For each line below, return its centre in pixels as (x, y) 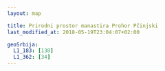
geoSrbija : (23, 44)
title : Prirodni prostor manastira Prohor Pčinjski (82, 26)
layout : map (24, 13)
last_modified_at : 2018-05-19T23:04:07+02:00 (73, 32)
